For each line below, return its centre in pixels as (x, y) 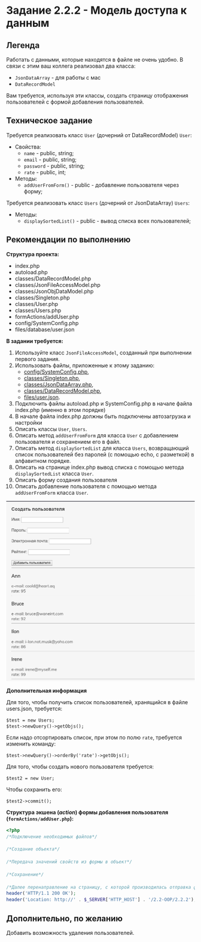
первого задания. (37, 359)
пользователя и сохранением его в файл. (68, 441)
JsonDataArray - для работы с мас (58, 78)
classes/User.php (36, 304)
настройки (28, 422)
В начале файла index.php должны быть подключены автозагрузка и (103, 416)
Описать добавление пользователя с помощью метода (86, 486)
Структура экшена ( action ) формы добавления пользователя (87, 812)
